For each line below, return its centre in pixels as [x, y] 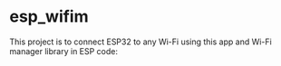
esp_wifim [49, 17]
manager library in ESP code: [64, 51]
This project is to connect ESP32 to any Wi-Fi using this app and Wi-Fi [140, 42]
